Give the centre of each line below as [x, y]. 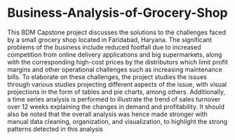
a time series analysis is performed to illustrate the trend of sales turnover [114, 99]
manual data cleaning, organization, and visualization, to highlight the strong [117, 121]
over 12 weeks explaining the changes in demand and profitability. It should [116, 106]
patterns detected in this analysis [55, 129]
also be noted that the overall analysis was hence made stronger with [108, 114]
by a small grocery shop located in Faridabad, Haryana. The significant [110, 39]
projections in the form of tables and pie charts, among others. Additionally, [116, 92]
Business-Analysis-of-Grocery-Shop [117, 13]
